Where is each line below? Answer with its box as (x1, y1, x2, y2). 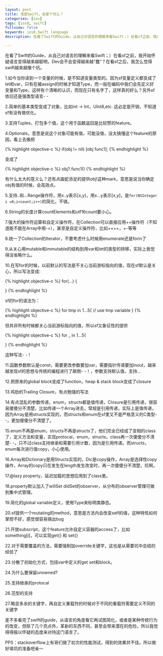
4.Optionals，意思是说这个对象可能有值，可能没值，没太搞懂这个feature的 (5, 130, 153, 136)
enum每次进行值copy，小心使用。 (5, 446, 73, 452)
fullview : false (5, 25, 38, 30)
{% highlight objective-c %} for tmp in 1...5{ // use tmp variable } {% (5, 307, 141, 313)
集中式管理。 (9, 489, 35, 495)
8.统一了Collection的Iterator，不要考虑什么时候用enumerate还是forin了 (5, 236, 147, 241)
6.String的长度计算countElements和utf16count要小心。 (5, 209, 114, 215)
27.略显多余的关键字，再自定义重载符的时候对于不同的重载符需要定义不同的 (5, 601, 155, 606)
